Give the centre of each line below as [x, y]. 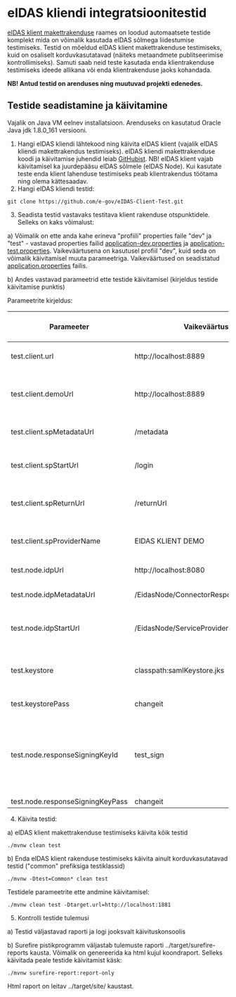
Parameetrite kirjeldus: [40, 300]
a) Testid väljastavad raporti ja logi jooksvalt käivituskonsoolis [97, 932]
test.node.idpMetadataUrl [53, 594]
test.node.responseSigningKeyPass [69, 801]
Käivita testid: [37, 819]
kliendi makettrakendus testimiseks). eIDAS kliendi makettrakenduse [116, 151]
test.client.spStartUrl [45, 465]
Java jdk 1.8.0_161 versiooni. [47, 130]
